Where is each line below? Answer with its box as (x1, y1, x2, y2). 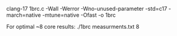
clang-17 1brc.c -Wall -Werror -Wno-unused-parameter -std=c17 (6, 5, 167, 12)
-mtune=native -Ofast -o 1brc (42, 11, 116, 19)
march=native (6, 11, 41, 19)
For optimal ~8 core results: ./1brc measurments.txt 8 (6, 23, 140, 30)
